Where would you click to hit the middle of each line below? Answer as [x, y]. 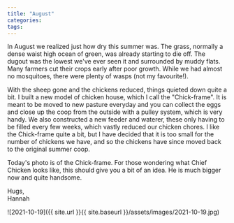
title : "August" [31, 14]
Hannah [19, 199]
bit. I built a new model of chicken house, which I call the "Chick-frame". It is [117, 97]
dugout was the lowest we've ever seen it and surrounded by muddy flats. [114, 62]
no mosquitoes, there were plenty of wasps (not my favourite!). [98, 76]
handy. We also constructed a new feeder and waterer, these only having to [116, 120]
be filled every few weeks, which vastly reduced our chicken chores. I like [114, 127]
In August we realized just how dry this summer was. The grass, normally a [115, 47]
